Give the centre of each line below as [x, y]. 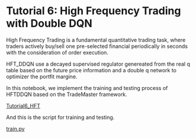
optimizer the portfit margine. [42, 76]
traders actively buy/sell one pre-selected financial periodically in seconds [97, 46]
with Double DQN [49, 23]
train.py [15, 129]
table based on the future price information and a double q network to [91, 70]
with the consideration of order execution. [57, 52]
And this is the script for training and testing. [60, 117]
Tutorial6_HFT [23, 105]
